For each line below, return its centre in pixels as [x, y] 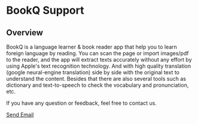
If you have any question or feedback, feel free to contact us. [81, 103]
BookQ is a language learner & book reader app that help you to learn [92, 47]
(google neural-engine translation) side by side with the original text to [93, 72]
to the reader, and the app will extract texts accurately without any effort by [99, 60]
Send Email [20, 115]
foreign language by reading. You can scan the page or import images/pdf [98, 53]
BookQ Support [45, 10]
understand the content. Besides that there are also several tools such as [96, 79]
